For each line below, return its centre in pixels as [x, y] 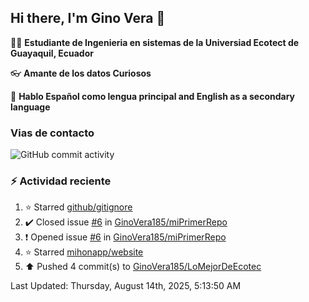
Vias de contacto [52, 133]
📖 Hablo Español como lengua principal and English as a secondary [153, 96]
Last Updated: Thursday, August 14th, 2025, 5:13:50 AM [126, 286]
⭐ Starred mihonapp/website [84, 252]
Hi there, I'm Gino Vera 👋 [88, 18]
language [30, 107]
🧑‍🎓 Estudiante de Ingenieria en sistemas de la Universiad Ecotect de [155, 42]
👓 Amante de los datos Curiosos [81, 73]
